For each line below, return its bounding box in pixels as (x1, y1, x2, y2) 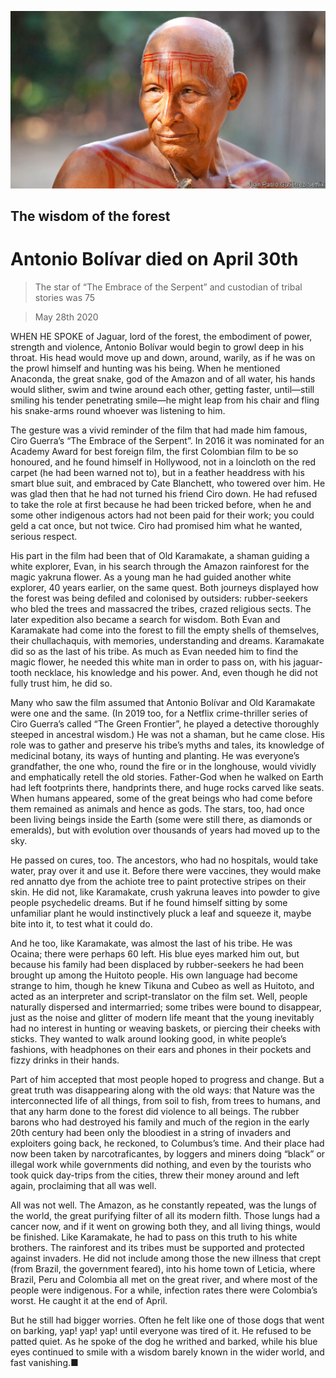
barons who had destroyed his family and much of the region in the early (10, 1116, 310, 1128)
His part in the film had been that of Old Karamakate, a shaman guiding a (10, 549, 310, 561)
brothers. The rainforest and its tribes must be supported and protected (10, 1241, 305, 1253)
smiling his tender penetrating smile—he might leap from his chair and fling (10, 394, 320, 406)
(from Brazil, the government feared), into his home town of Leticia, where (10, 1262, 316, 1275)
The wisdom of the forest (10, 207, 171, 225)
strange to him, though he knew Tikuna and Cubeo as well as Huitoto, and (10, 979, 315, 991)
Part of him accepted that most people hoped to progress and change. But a (10, 1073, 325, 1085)
